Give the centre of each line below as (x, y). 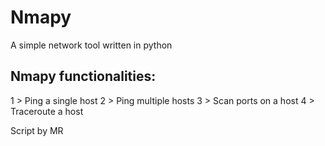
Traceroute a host (47, 111)
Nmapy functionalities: (83, 76)
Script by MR (37, 130)
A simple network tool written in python (91, 45)
